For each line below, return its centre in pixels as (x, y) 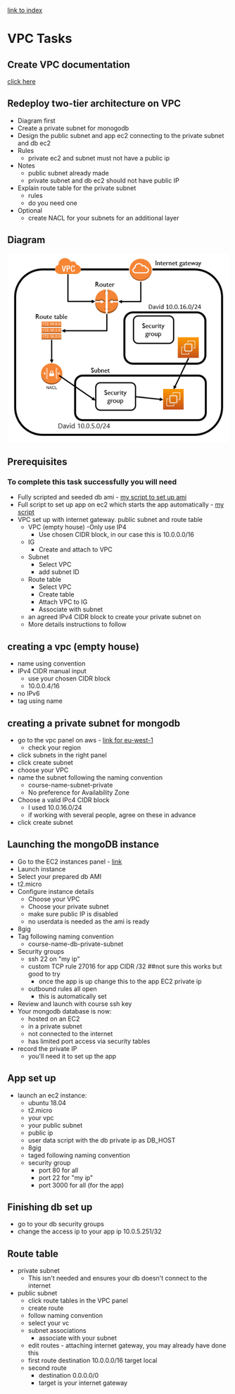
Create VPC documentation (69, 64)
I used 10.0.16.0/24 (55, 807)
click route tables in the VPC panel (78, 1301)
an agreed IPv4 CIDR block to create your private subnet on (114, 617)
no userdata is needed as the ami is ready (89, 921)
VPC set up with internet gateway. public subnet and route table (110, 520)
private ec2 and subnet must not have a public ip (99, 158)
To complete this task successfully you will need (92, 482)
